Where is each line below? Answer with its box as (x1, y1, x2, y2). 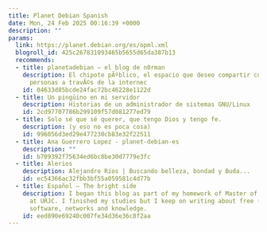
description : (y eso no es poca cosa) (22, 123, 151, 131)
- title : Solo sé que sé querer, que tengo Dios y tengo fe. (15, 116, 222, 124)
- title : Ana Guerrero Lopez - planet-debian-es (15, 137, 180, 146)
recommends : (15, 57, 56, 65)
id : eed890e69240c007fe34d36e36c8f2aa (22, 212, 151, 220)
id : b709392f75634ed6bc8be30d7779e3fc (22, 152, 151, 160)
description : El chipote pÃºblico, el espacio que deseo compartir (22, 71, 250, 79)
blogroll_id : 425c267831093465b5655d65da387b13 (15, 49, 176, 57)
